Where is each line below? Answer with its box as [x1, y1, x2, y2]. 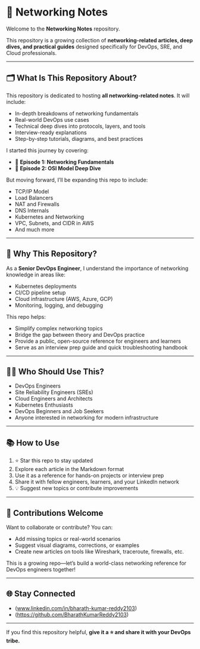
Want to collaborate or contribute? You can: [6, 524, 113, 531]
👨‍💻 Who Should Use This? [6, 367, 104, 377]
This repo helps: [6, 313, 46, 320]
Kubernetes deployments [14, 282, 77, 290]
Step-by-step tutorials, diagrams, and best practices [14, 135, 143, 142]
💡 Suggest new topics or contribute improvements [14, 485, 139, 492]
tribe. [6, 637, 20, 644]
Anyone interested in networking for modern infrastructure [14, 414, 159, 422]
